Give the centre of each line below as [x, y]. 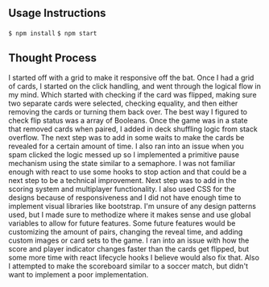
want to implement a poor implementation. [79, 274]
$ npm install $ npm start [53, 33]
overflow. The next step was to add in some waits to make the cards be [126, 137]
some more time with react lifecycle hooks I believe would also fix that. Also [134, 257]
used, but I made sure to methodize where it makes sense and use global [130, 214]
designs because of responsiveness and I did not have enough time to [125, 198]
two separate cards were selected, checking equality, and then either [123, 103]
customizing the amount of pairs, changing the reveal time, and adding [126, 231]
